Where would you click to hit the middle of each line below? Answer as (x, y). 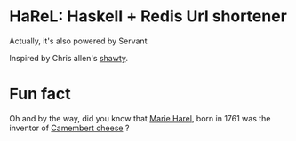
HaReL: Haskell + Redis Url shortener (148, 16)
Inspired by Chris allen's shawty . (69, 58)
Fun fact (40, 94)
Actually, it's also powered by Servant (78, 41)
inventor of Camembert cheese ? (69, 128)
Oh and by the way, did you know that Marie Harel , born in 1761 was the (140, 118)
